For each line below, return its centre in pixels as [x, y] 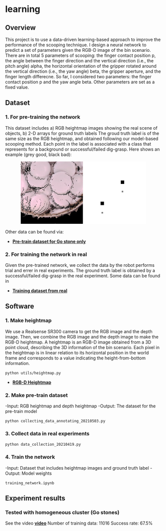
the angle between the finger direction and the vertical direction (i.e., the [80, 61]
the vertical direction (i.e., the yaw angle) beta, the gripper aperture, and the [83, 71]
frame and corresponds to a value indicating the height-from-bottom [75, 358]
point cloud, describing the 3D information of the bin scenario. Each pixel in [83, 347]
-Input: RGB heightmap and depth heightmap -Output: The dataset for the [81, 406]
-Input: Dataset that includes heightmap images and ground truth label [77, 468]
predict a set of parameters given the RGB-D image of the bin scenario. [78, 50]
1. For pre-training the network [43, 117]
